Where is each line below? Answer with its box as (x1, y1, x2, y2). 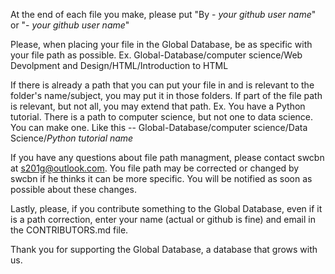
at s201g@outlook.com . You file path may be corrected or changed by (10, 162, 300, 174)
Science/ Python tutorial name (10, 132, 134, 144)
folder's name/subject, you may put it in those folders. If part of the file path (10, 90, 323, 101)
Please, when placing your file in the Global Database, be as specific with (10, 39, 313, 50)
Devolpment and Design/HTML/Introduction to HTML (10, 60, 229, 71)
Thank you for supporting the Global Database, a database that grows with (10, 244, 318, 255)
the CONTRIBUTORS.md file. (10, 224, 129, 236)
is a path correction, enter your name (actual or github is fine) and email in (10, 214, 316, 225)
